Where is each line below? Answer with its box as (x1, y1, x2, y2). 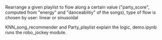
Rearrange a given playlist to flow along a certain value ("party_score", (5, 4, 150, 10)
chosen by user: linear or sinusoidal (5, 15, 78, 20)
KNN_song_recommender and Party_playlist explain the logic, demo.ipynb (5, 24, 157, 30)
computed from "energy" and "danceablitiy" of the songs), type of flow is (5, 9, 156, 15)
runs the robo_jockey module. (5, 30, 67, 35)
